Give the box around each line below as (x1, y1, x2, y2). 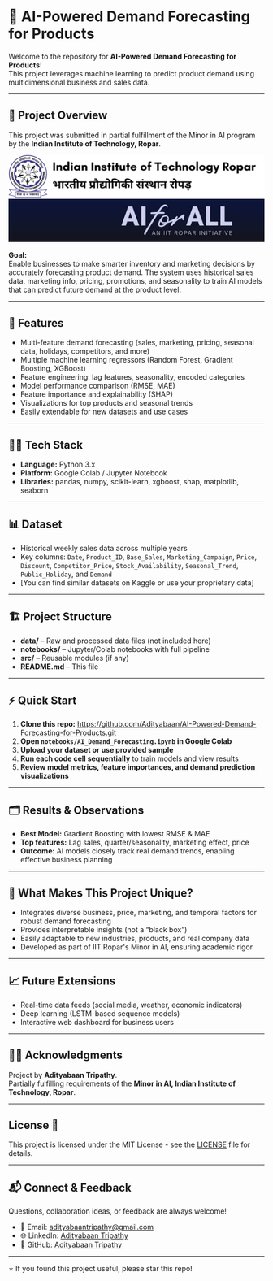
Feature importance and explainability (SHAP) (19, 389, 173, 399)
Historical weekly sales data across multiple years (19, 543, 188, 553)
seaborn (19, 485, 49, 495)
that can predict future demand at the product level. (8, 284, 181, 295)
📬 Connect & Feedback (8, 1180, 132, 1194)
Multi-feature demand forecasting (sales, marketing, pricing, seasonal (19, 337, 254, 348)
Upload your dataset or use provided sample (19, 745, 174, 755)
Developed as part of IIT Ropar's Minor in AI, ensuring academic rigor (19, 942, 253, 952)
